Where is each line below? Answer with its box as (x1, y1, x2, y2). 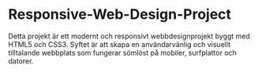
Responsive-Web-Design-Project (8, 5, 231, 23)
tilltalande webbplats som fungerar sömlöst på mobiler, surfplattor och (8, 48, 237, 57)
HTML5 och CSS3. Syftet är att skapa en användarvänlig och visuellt (8, 39, 231, 49)
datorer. (8, 56, 34, 66)
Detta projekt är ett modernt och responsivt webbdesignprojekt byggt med (8, 31, 251, 41)
